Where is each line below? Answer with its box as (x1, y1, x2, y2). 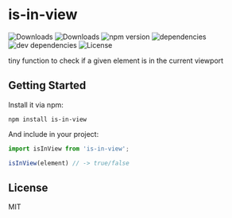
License (8, 181, 48, 194)
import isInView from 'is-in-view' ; (8, 145, 130, 153)
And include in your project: (8, 129, 99, 138)
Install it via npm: (8, 99, 64, 109)
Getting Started (8, 79, 87, 92)
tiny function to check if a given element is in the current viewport (8, 56, 224, 65)
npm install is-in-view (8, 115, 87, 123)
